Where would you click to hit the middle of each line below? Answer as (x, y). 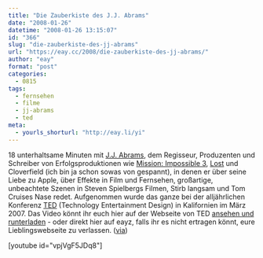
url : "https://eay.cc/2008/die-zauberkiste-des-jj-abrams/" (109, 52)
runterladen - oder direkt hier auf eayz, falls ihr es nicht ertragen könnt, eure (131, 222)
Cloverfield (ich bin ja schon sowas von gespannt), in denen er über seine (128, 171)
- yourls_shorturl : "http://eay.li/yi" (80, 132)
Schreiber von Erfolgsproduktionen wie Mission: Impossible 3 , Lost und (123, 163)
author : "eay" (31, 60)
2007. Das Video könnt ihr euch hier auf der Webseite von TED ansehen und (131, 213)
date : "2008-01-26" (40, 23)
